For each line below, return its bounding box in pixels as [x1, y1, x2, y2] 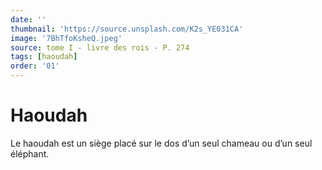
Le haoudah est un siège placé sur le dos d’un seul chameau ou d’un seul [10, 137, 313, 149]
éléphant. [10, 147, 50, 160]
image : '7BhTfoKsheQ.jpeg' [10, 33, 123, 43]
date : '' [10, 14, 47, 25]
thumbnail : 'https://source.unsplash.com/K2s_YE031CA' [10, 24, 244, 34]
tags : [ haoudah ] [10, 52, 78, 62]
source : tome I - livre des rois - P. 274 [10, 42, 190, 53]
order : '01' [10, 61, 60, 71]
